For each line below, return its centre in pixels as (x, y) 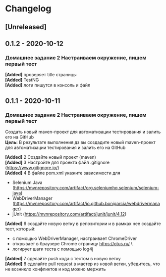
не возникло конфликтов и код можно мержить (55, 269)
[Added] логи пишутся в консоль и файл (48, 85)
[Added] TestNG (22, 80)
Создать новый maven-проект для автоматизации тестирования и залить (83, 132)
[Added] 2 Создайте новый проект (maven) (51, 157)
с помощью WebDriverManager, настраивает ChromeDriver (75, 238)
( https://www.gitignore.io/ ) (32, 167)
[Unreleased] (26, 27)
